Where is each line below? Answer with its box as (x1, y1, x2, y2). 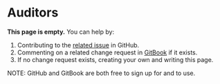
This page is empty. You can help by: (7, 28, 115, 36)
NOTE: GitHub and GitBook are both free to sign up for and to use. (7, 69, 196, 77)
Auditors (7, 5, 59, 21)
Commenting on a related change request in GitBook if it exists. (17, 48, 198, 56)
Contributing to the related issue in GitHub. (17, 41, 140, 49)
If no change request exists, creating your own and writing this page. (17, 55, 214, 63)
